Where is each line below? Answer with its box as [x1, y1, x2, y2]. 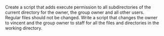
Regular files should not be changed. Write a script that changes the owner [5, 15, 158, 20]
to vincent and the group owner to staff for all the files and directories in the [5, 20, 160, 26]
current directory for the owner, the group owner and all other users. [5, 9, 145, 15]
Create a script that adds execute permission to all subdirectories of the [5, 4, 151, 10]
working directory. [5, 25, 42, 31]
